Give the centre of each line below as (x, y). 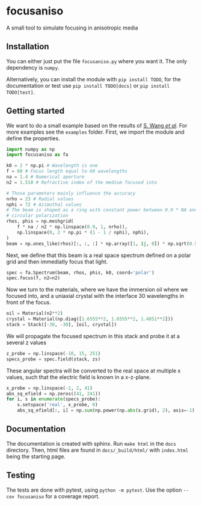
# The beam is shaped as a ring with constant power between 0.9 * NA (96, 210)
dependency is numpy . (33, 67)
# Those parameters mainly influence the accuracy (71, 193)
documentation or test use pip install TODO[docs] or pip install (88, 85)
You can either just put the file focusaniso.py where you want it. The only (97, 61)
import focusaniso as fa (37, 155)
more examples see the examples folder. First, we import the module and (95, 132)
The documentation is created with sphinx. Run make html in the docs (91, 443)
